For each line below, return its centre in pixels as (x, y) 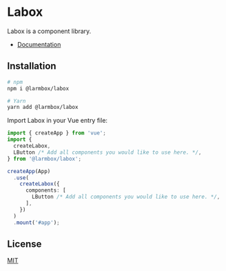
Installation (32, 66)
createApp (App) (29, 171)
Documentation (39, 44)
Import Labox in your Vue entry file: (58, 121)
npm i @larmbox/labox (38, 88)
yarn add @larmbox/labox (43, 108)
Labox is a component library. (49, 31)
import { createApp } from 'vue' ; (57, 133)
